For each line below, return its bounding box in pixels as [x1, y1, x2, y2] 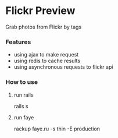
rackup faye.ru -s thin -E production [13, 125, 100, 132]
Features [5, 38, 31, 46]
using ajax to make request [13, 51, 79, 58]
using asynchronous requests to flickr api [13, 63, 113, 70]
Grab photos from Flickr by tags [5, 23, 82, 30]
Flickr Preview [5, 4, 76, 17]
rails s [13, 102, 28, 109]
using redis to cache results [13, 57, 81, 65]
